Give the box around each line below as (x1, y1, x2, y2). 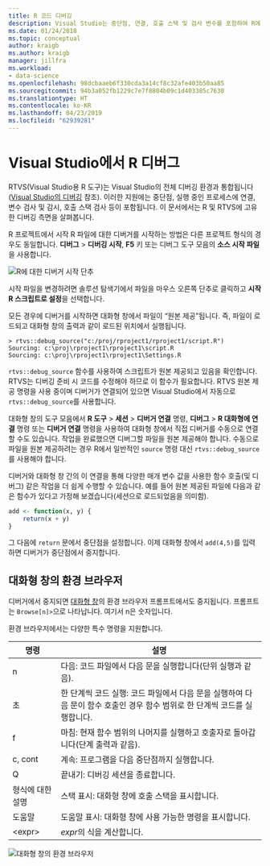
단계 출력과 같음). (78, 739, 141, 750)
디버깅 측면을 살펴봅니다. (16, 212, 95, 222)
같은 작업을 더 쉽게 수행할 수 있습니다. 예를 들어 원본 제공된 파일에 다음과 (25, 481, 253, 491)
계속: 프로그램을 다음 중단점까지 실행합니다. (60, 754, 215, 765)
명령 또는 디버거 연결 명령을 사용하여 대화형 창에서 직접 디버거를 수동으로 (16, 424, 243, 433)
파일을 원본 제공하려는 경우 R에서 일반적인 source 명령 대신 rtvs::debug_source (8, 444, 260, 454)
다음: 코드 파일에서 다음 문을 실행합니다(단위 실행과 (60, 661, 243, 672)
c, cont (12, 754, 39, 765)
